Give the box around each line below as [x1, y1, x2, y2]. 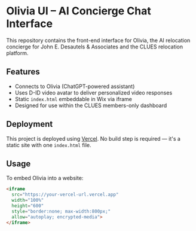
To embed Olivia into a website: [6, 175, 84, 182]
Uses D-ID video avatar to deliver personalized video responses [14, 89, 173, 96]
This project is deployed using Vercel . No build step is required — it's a [6, 135, 181, 142]
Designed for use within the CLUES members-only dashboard [14, 102, 167, 109]
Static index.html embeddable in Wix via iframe [14, 95, 133, 102]
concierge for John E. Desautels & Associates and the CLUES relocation [6, 43, 183, 50]
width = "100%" [11, 197, 44, 203]
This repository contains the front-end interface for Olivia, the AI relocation [6, 37, 191, 44]
